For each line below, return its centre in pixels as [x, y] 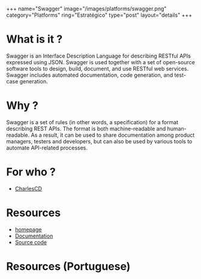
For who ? [31, 172]
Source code [31, 242]
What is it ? [34, 39]
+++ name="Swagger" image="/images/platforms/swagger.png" [86, 9]
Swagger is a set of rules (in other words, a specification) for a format [92, 122]
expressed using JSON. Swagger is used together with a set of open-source [100, 62]
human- [177, 128]
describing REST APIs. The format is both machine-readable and [86, 128]
